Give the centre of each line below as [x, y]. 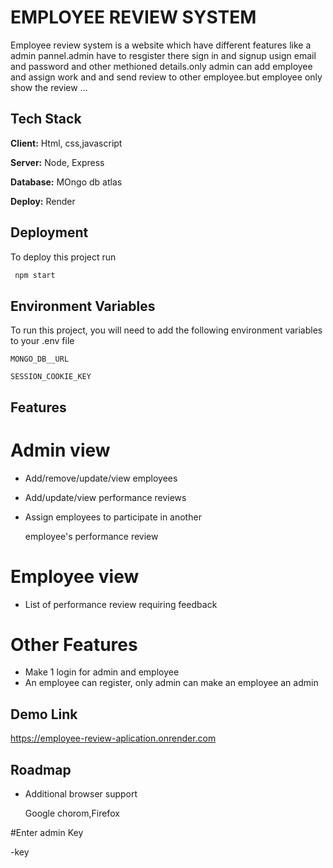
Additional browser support [81, 794]
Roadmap [41, 769]
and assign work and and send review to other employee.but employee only [166, 77]
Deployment [49, 232]
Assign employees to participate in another [113, 517]
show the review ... [49, 87]
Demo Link [44, 714]
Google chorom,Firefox [72, 813]
